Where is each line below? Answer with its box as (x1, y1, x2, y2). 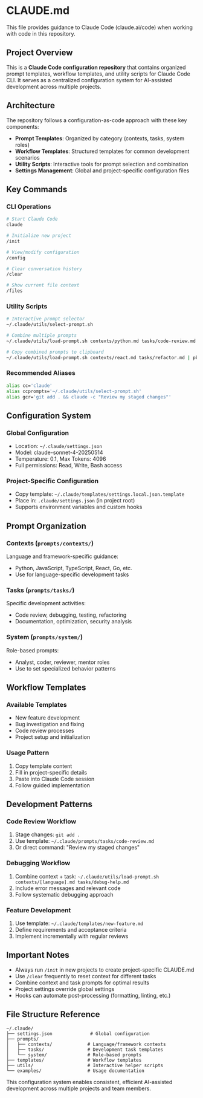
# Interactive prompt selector (6, 316, 85, 322)
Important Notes (6, 950, 69, 960)
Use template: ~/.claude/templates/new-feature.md (14, 920, 144, 927)
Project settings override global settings (14, 985, 115, 992)
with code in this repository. (6, 30, 76, 37)
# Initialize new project (6, 233, 71, 239)
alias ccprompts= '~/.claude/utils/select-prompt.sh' (6, 388, 142, 394)
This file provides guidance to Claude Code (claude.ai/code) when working (6, 24, 193, 31)
